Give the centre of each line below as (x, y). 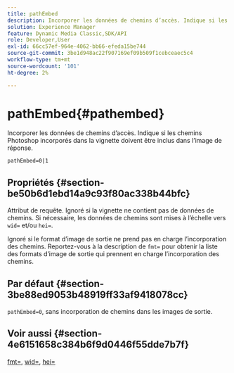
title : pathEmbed (33, 14)
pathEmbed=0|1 (28, 161)
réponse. (20, 148)
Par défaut (31, 283)
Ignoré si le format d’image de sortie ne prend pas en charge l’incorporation (117, 239)
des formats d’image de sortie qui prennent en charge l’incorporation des (113, 254)
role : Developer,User (39, 40)
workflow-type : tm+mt (39, 60)
